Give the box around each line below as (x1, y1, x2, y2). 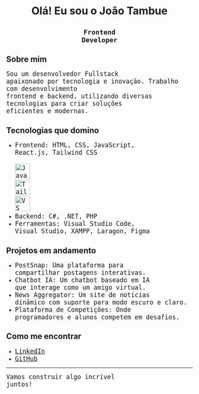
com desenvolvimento (6, 85, 78, 93)
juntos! (6, 380, 33, 388)
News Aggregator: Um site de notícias (14, 291, 150, 299)
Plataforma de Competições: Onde (14, 306, 131, 314)
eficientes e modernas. (6, 107, 89, 115)
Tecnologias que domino (6, 125, 99, 135)
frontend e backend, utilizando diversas (6, 92, 153, 100)
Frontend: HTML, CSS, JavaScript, (14, 141, 135, 150)
